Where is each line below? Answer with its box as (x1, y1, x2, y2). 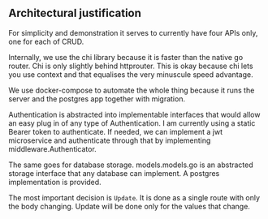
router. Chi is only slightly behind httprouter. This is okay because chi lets (8, 61, 253, 71)
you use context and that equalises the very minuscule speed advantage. (8, 69, 253, 79)
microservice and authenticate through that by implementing (8, 135, 211, 145)
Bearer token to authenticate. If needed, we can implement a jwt (8, 127, 223, 136)
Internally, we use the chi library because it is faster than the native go (8, 52, 244, 62)
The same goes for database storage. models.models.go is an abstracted (8, 160, 253, 170)
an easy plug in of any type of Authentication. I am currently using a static (8, 118, 256, 128)
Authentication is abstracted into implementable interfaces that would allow (8, 109, 261, 119)
